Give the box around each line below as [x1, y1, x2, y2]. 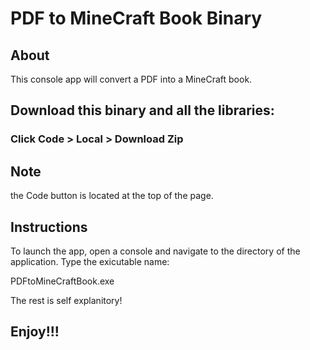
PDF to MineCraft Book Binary [10, 7, 263, 30]
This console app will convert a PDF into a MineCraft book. [10, 73, 253, 85]
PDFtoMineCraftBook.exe [10, 275, 115, 287]
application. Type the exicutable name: [10, 255, 170, 267]
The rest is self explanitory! [10, 294, 123, 306]
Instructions [10, 218, 88, 236]
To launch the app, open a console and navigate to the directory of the [10, 245, 301, 257]
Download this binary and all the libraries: [10, 102, 275, 119]
